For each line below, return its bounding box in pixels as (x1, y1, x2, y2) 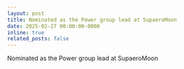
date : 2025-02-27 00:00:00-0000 (7, 23, 100, 29)
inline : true (7, 29, 45, 36)
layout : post (7, 10, 45, 17)
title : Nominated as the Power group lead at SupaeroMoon (7, 16, 177, 23)
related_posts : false (7, 36, 70, 42)
